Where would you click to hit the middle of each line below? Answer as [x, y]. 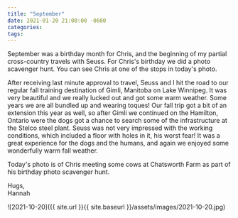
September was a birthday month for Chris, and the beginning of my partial [117, 54]
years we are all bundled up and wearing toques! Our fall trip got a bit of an [117, 105]
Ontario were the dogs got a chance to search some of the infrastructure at [117, 121]
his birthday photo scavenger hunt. [59, 172]
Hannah [19, 193]
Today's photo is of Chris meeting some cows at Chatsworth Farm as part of [119, 165]
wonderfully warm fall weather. [53, 151]
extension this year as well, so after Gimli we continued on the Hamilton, [113, 113]
